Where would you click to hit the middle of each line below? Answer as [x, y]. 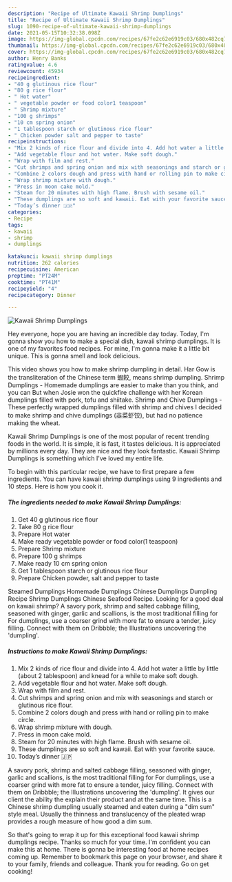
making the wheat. [34, 423]
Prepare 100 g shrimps [50, 556]
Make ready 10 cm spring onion [62, 564]
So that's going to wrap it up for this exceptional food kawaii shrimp [104, 835]
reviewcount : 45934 [36, 71]
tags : [15, 225]
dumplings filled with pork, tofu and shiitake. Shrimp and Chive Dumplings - [115, 400]
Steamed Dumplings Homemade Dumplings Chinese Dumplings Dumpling [113, 592]
